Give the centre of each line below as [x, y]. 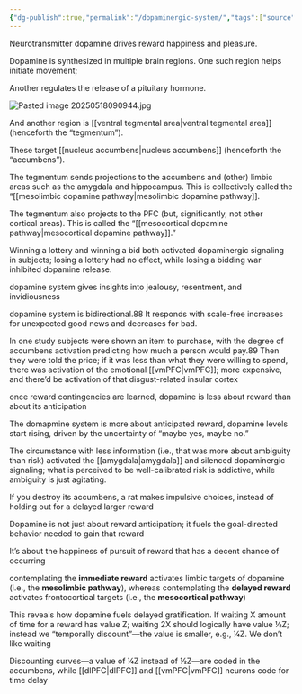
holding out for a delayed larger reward [82, 507]
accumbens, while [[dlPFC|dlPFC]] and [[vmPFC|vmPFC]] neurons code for [149, 670]
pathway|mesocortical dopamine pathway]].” [93, 233]
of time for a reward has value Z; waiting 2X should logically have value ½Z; [149, 624]
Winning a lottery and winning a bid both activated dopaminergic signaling [147, 250]
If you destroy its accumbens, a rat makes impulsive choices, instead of [142, 497]
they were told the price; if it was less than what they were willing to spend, [149, 360]
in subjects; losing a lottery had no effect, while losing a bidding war [135, 260]
